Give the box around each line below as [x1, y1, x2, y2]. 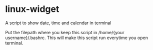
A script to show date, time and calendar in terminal [5, 20, 111, 26]
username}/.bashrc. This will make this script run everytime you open [5, 35, 148, 41]
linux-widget [5, 3, 59, 15]
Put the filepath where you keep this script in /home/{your [5, 29, 124, 35]
